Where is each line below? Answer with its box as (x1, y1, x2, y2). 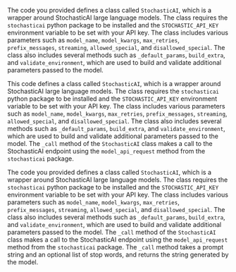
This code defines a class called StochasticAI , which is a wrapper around (7, 80, 221, 87)
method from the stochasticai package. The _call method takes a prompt (7, 243, 224, 251)
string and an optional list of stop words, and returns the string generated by (7, 250, 229, 259)
